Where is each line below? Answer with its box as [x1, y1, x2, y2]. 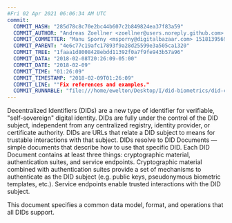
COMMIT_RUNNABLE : [13, 87, 64, 94]
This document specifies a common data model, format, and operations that [7, 201, 224, 209]
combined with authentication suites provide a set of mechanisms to [7, 166, 202, 174]
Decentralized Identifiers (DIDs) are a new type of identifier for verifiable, [7, 107, 215, 115]
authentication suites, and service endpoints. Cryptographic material [7, 158, 202, 166]
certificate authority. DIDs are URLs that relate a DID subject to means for [7, 129, 215, 137]
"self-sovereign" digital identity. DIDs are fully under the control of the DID [7, 114, 219, 122]
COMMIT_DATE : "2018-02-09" [13, 62, 91, 69]
